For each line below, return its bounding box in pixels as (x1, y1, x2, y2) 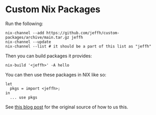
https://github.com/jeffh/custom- (46, 30, 120, 35)
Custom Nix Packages (5, 4, 101, 15)
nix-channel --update (5, 39, 51, 44)
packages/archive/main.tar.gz (5, 35, 70, 40)
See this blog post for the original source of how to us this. (5, 104, 128, 110)
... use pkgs (10, 95, 38, 100)
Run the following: (5, 20, 43, 27)
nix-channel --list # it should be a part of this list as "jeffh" (5, 43, 152, 49)
